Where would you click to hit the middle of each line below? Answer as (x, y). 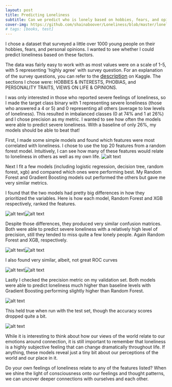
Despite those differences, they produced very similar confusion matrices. (84, 224)
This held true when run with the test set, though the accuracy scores (79, 311)
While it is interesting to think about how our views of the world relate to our (85, 336)
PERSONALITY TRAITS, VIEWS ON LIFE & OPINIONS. (61, 87)
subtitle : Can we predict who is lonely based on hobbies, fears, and (82, 20)
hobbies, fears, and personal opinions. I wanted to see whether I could (80, 49)
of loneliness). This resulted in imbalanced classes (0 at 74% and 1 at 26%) (84, 114)
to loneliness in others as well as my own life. (53, 157)
